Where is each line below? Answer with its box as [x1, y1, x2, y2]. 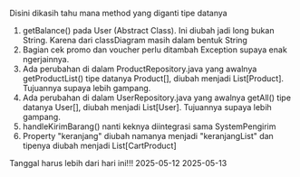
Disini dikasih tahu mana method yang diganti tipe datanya [9, 8, 228, 18]
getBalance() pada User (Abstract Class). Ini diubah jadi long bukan [22, 25, 275, 35]
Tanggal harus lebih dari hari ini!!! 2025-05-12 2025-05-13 [9, 158, 227, 168]
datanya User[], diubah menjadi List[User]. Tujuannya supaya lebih [22, 102, 272, 112]
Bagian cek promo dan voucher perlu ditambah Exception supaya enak [22, 44, 287, 55]
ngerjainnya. [22, 54, 70, 64]
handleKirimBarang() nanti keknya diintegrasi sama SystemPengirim [22, 121, 276, 132]
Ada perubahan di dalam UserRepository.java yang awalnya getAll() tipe [22, 92, 292, 103]
